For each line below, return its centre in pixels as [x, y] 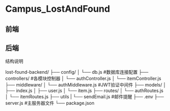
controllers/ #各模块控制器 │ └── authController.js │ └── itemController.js [83, 79]
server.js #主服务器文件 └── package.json [50, 103]
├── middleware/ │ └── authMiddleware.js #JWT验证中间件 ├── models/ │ [86, 85]
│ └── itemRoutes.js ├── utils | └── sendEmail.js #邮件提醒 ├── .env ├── [85, 97]
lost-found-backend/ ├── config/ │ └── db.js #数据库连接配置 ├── [77, 72]
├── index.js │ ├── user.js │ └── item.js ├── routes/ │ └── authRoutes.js [84, 91]
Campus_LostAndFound [58, 9]
